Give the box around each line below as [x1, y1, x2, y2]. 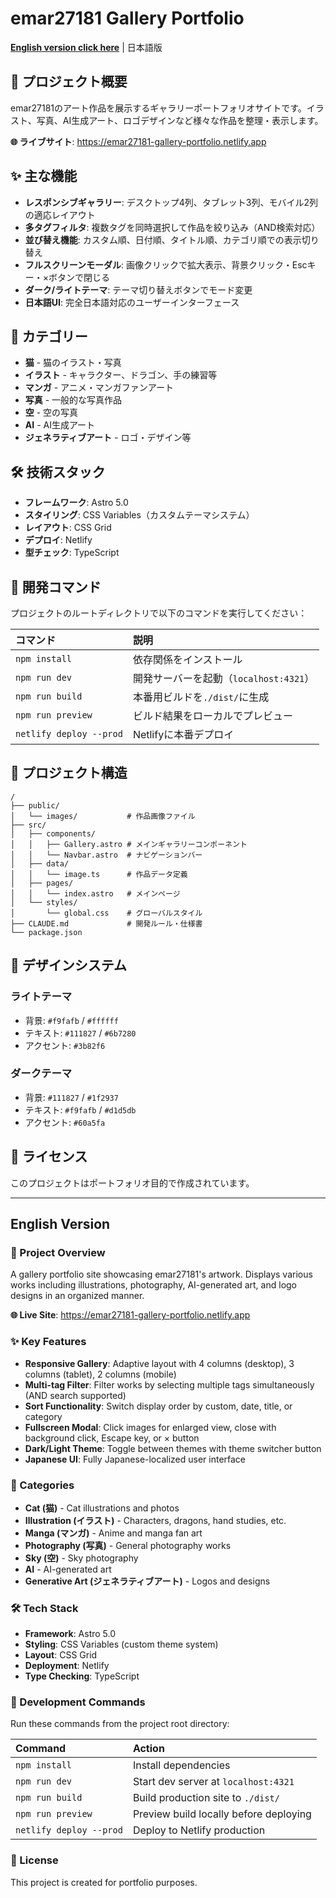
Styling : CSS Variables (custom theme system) [24, 1638, 219, 1651]
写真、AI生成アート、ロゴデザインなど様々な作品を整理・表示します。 [36, 114, 324, 126]
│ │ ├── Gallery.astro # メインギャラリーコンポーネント [10, 839, 248, 849]
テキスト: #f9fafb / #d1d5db [24, 1103, 137, 1116]
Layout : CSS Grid [24, 1649, 98, 1661]
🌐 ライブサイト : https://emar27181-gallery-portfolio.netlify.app [10, 135, 267, 147]
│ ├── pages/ [10, 878, 74, 888]
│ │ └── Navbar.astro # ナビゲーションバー [10, 850, 203, 860]
